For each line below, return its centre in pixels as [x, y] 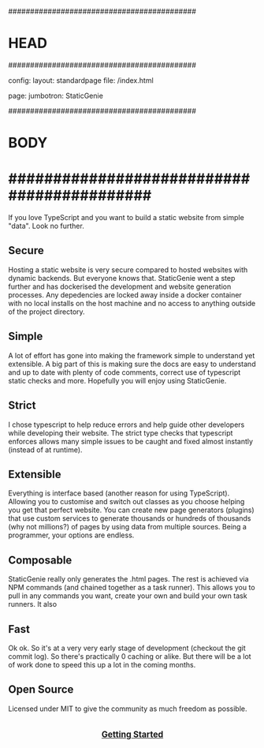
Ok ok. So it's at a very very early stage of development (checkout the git [127, 648]
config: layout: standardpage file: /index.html [81, 80]
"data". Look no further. [46, 226]
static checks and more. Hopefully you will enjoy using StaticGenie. [117, 380]
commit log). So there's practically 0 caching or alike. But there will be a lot [130, 656]
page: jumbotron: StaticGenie [56, 95]
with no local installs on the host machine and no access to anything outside [132, 303]
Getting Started [132, 735]
